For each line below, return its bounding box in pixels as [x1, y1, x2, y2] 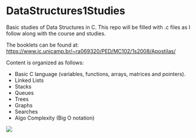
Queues [14, 89, 34, 96]
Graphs [14, 101, 33, 109]
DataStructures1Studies [6, 4, 125, 18]
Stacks [14, 83, 32, 90]
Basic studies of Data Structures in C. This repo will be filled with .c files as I [6, 24, 191, 31]
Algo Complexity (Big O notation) [14, 114, 95, 121]
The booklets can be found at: [6, 41, 79, 48]
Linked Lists [14, 77, 44, 84]
